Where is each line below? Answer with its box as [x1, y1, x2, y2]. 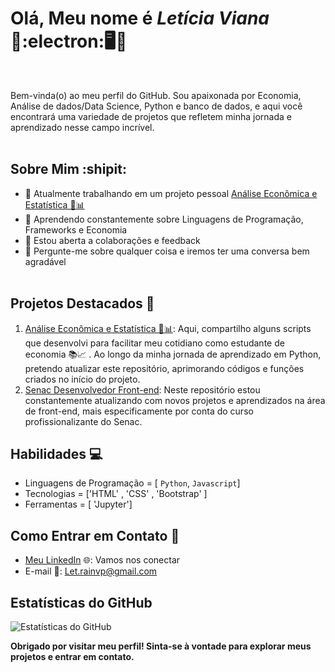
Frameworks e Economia [24, 223, 128, 236]
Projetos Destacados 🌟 [10, 295, 155, 312]
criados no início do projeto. [24, 373, 141, 385]
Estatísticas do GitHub [10, 594, 153, 611]
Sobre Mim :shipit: [10, 161, 127, 178]
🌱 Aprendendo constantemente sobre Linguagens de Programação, [24, 213, 304, 225]
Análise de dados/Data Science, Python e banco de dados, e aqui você [10, 100, 303, 112]
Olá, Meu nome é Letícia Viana [10, 7, 270, 30]
